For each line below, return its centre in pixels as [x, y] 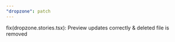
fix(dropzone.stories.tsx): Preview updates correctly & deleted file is [87, 28]
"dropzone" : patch [28, 11]
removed [17, 34]
